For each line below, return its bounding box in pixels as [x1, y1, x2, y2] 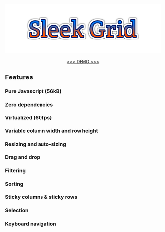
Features [5, 73, 33, 81]
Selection [5, 207, 29, 214]
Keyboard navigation [5, 220, 57, 227]
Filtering [5, 167, 26, 174]
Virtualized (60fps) [5, 114, 52, 121]
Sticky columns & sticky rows [5, 194, 78, 201]
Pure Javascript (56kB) [5, 88, 62, 95]
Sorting [5, 181, 24, 188]
